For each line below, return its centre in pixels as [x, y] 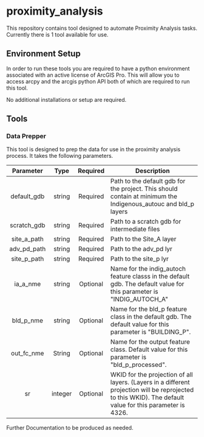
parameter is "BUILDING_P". [151, 332]
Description [152, 171]
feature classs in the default [150, 277]
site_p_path [28, 259]
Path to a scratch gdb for [146, 222]
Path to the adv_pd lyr [141, 249]
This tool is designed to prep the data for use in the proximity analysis [93, 149]
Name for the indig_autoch [148, 269]
